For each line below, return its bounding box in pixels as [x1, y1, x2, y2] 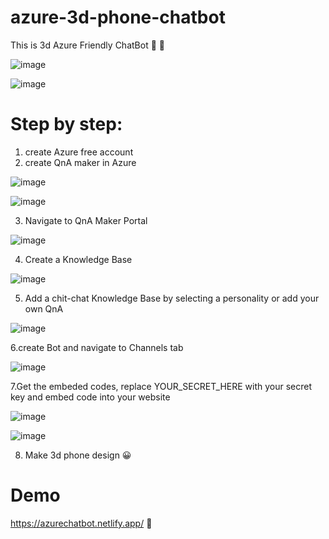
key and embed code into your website [10, 391, 171, 403]
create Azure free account [24, 146, 134, 158]
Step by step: [10, 113, 123, 136]
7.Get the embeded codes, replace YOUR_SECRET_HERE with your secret [10, 380, 313, 392]
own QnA [24, 302, 64, 315]
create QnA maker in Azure [24, 156, 137, 168]
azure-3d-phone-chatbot [10, 6, 226, 29]
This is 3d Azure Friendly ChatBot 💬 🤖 [10, 39, 165, 51]
